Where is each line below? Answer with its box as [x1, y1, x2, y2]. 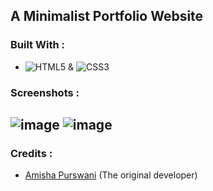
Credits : [10, 146, 53, 160]
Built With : [10, 38, 65, 52]
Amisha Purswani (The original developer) [24, 169, 198, 181]
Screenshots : [10, 85, 80, 99]
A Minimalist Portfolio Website [10, 8, 204, 25]
